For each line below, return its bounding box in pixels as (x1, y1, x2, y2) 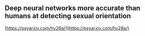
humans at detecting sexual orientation (5, 12, 131, 20)
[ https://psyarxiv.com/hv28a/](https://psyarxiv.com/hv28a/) (5, 25, 129, 31)
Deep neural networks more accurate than (5, 4, 141, 12)
